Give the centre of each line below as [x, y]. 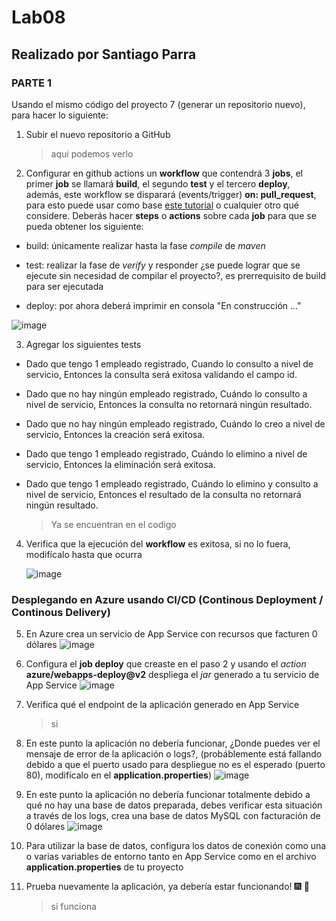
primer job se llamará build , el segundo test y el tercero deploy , [158, 183]
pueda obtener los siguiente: [84, 226]
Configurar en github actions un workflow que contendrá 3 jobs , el [164, 173]
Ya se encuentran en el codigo [113, 524]
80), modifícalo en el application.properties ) [119, 775]
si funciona [73, 907]
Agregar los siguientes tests [83, 344]
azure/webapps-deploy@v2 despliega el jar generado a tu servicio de [172, 675]
